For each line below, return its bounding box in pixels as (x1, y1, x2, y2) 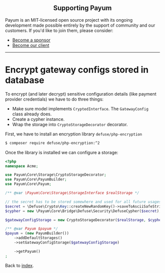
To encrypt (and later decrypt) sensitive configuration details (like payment (5, 91, 157, 97)
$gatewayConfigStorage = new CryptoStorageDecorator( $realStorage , (5, 217, 146, 222)
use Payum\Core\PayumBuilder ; (5, 177, 67, 182)
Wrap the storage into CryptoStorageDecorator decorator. (12, 121, 128, 127)
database (5, 75, 45, 86)
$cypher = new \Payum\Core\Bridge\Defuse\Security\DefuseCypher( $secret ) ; (5, 208, 162, 213)
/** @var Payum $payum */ (5, 226, 58, 231)
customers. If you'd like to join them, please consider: (5, 27, 113, 34)
